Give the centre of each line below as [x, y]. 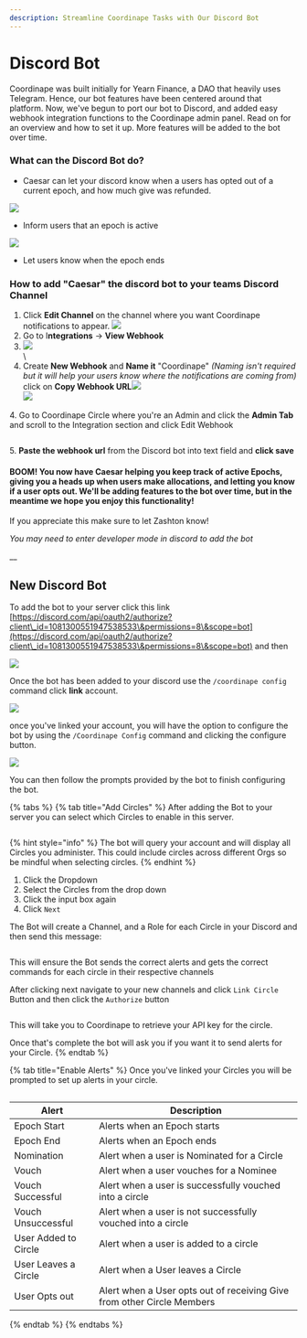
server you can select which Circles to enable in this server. [122, 817]
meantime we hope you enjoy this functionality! [102, 500]
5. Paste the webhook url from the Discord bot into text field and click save [152, 451]
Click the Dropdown [60, 880]
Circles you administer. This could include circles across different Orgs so [148, 852]
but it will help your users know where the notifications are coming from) [159, 376]
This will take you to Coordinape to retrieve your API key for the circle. [141, 1025]
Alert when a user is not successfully [178, 1212]
